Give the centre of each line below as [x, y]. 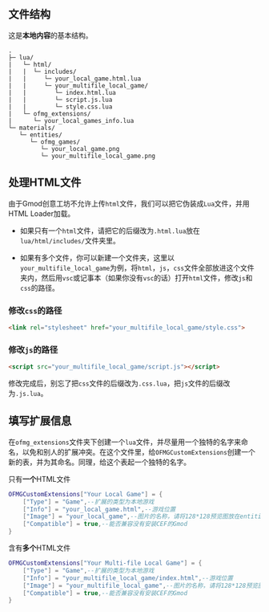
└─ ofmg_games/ [55, 142]
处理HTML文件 [45, 183]
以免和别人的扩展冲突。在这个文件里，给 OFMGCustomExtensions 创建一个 [139, 451]
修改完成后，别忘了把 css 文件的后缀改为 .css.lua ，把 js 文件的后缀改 [119, 383]
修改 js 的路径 [33, 349]
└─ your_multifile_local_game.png [98, 156]
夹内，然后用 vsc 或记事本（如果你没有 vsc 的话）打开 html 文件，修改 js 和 [136, 277]
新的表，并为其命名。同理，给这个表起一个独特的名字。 [99, 462]
